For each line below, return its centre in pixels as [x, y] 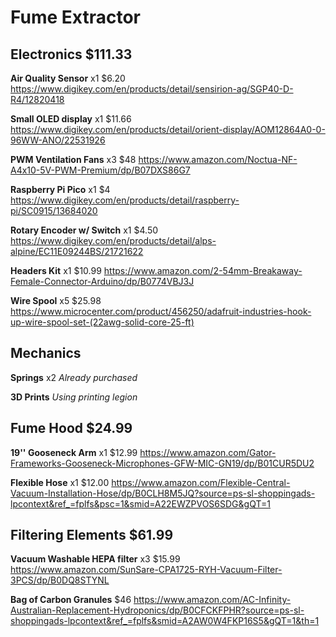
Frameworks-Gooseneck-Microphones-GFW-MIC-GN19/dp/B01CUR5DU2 [162, 463]
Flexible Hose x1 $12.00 [60, 482]
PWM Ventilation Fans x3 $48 [73, 159]
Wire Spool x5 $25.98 [56, 300]
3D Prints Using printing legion [74, 397]
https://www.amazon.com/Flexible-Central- [201, 482]
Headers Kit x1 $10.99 [56, 270]
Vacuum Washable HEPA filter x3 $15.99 [95, 559]
